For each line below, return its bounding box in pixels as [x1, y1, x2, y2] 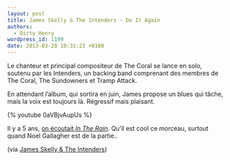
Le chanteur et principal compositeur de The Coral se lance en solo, [7, 62, 202, 70]
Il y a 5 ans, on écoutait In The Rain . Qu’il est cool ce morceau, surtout [7, 125, 209, 132]
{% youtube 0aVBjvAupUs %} [7, 111, 93, 119]
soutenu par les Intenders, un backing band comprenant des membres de [7, 69, 219, 77]
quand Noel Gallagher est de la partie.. [7, 131, 118, 140]
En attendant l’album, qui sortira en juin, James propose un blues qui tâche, [7, 90, 224, 98]
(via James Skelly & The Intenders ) [7, 145, 107, 153]
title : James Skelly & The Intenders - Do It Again [7, 17, 160, 24]
